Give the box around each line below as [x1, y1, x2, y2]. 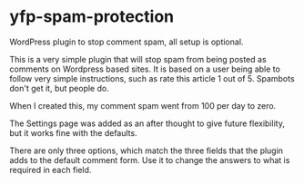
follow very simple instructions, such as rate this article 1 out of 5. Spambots [9, 73, 295, 83]
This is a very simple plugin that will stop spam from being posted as [9, 53, 267, 64]
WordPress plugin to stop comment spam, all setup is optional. [9, 36, 244, 47]
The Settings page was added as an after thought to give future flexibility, [9, 118, 285, 129]
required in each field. [9, 164, 92, 175]
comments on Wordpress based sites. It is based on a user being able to [9, 63, 280, 74]
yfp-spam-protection [9, 6, 175, 27]
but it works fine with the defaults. [9, 127, 138, 138]
